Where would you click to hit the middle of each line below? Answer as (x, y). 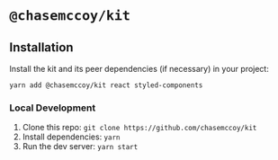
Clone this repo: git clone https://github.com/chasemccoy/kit (139, 128)
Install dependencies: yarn (71, 137)
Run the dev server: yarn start (80, 147)
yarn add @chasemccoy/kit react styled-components (106, 85)
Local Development (53, 108)
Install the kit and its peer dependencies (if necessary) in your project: (139, 69)
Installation (41, 47)
